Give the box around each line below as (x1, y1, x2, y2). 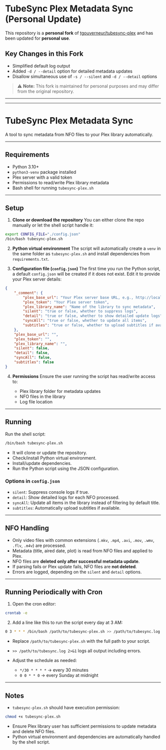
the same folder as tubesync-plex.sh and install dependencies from (12, 251, 150, 257)
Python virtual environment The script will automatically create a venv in (12, 245, 161, 251)
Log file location (19, 398, 53, 405)
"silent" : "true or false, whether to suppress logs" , (23, 309, 138, 314)
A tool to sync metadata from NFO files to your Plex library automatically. (5, 131, 153, 137)
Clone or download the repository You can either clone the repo (12, 217, 144, 223)
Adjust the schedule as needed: (12, 658, 77, 664)
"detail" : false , (14, 351, 50, 356)
